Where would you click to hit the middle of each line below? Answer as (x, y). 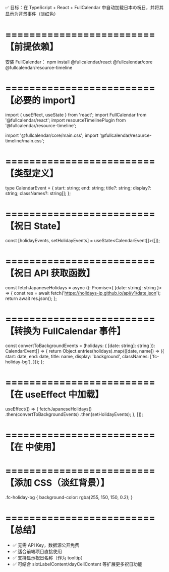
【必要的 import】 (43, 101)
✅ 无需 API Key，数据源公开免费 (46, 545)
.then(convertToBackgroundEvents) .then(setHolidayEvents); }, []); (74, 414)
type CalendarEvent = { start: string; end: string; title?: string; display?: (78, 188)
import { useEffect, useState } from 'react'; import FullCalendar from (76, 115)
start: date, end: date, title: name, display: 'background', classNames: (77, 356)
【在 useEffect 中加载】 (54, 394)
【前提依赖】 (32, 47)
